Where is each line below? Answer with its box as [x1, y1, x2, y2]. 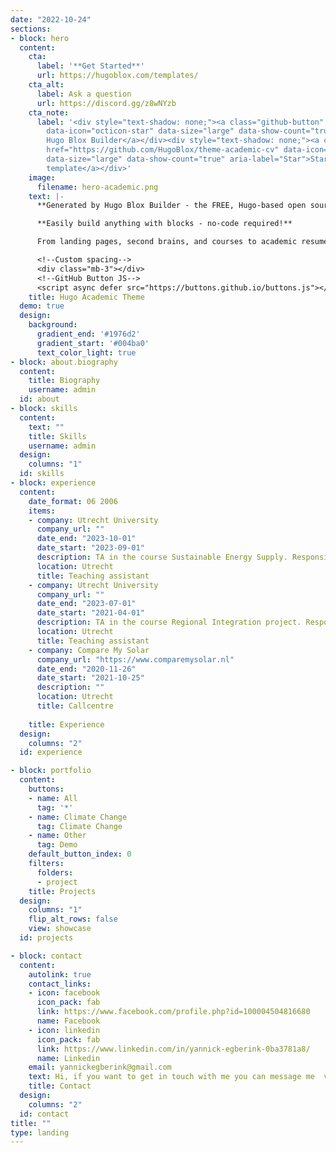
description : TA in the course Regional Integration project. [36, 617, 302, 628]
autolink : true [28, 969, 92, 980]
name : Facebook [36, 1016, 101, 1026]
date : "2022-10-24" [10, 14, 92, 25]
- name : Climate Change [28, 812, 128, 822]
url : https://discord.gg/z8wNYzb [36, 98, 177, 108]
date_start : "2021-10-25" [36, 673, 145, 683]
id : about [19, 394, 60, 405]
